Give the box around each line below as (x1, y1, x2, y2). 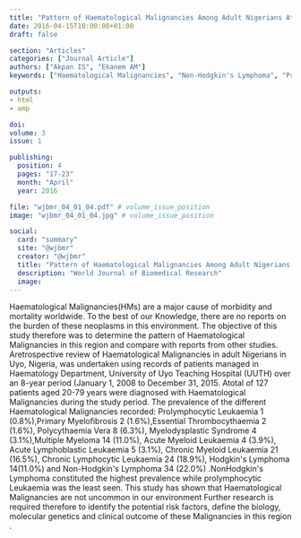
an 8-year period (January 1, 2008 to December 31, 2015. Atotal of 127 (9, 377, 269, 388)
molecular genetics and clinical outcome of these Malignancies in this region (9, 511, 292, 522)
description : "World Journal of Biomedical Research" (17, 268, 222, 278)
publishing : (9, 153, 54, 162)
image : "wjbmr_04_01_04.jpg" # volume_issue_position (9, 211, 215, 220)
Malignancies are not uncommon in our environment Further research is (9, 492, 274, 503)
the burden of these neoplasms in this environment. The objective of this (9, 320, 278, 332)
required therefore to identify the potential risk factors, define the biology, (9, 501, 281, 512)
